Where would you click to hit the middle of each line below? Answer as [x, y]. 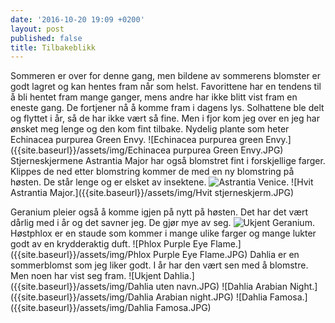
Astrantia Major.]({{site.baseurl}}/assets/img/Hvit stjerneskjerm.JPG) [152, 193]
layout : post [37, 29]
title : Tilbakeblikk [53, 47]
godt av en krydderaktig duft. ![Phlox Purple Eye [109, 244]
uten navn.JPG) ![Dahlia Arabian [221, 287]
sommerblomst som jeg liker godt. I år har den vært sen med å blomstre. [159, 265]
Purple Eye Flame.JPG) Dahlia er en [226, 255]
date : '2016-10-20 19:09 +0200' [77, 19]
